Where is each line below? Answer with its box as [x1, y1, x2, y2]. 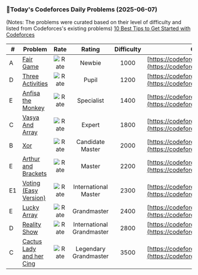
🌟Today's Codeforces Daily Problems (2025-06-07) [6, 5, 158, 14]
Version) [22, 194, 46, 202]
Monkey [22, 104, 45, 112]
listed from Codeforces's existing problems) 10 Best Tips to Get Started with [6, 25, 191, 32]
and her [22, 252, 44, 260]
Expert [81, 121, 100, 129]
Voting [22, 179, 41, 188]
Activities [22, 80, 48, 88]
